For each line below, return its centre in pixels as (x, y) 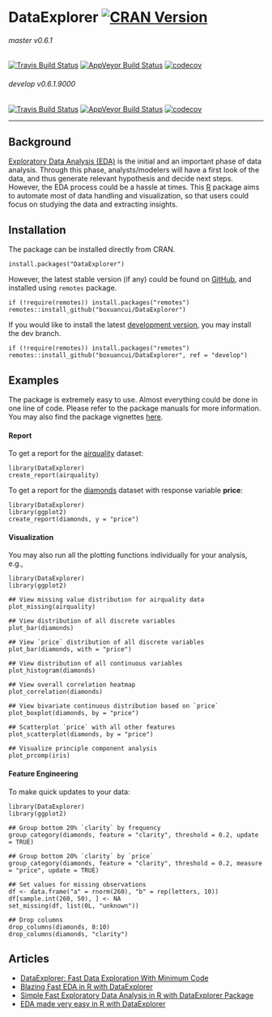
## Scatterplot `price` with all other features (92, 728)
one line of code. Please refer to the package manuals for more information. (135, 408)
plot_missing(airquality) (52, 607)
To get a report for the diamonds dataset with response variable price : (125, 491)
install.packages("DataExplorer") (67, 264)
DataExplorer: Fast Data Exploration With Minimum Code (114, 978)
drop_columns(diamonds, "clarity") (68, 934)
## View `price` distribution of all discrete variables (106, 643)
